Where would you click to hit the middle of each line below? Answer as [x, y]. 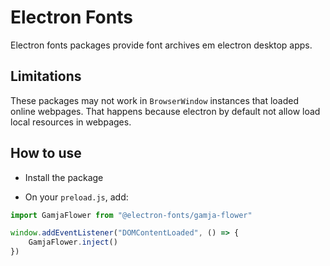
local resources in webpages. [71, 122]
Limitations [46, 76]
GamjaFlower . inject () [73, 242]
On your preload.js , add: [76, 197]
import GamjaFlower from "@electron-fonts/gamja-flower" [131, 215]
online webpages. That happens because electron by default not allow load [165, 111]
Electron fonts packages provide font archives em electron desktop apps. [161, 45]
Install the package [64, 177]
